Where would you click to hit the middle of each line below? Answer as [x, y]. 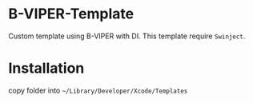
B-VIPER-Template [71, 14]
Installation [46, 68]
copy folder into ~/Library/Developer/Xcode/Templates [98, 90]
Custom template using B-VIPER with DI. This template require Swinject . [127, 36]
